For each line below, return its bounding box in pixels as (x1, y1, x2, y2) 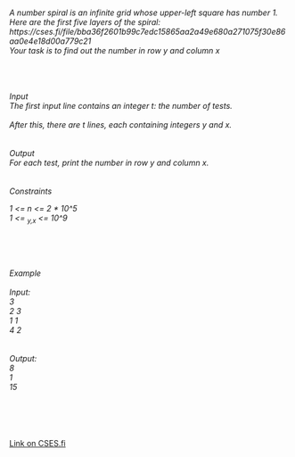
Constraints (9, 186, 53, 196)
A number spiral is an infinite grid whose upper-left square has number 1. (9, 7, 278, 18)
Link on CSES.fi (9, 438, 67, 448)
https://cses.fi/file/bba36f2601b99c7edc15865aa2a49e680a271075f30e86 (9, 26, 286, 37)
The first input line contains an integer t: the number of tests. (9, 100, 234, 111)
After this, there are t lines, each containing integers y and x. (9, 119, 233, 129)
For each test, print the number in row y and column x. (9, 157, 209, 168)
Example (9, 268, 42, 278)
